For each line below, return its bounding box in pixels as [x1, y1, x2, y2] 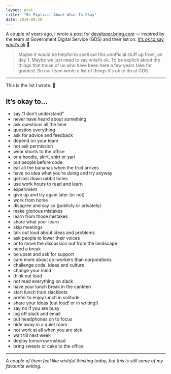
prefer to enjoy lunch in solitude [13, 295, 80, 301]
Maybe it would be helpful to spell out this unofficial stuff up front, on [18, 51, 163, 57]
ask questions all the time [13, 122, 66, 128]
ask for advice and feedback [13, 132, 73, 138]
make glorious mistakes [13, 208, 63, 214]
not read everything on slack [13, 278, 73, 284]
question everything [13, 127, 55, 133]
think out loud [13, 273, 42, 279]
